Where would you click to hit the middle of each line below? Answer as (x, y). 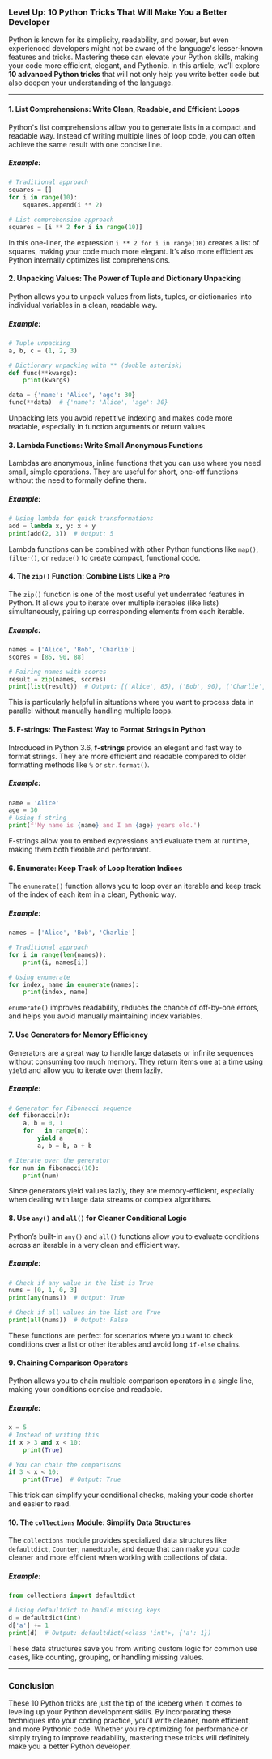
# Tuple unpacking (39, 343)
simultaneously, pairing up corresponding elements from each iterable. (127, 612)
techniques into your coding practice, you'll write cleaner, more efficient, (130, 1721)
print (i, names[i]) (56, 963)
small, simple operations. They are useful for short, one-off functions (123, 472)
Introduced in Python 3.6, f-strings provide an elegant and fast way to (125, 747)
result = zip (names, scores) (57, 679)
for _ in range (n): (56, 1131)
